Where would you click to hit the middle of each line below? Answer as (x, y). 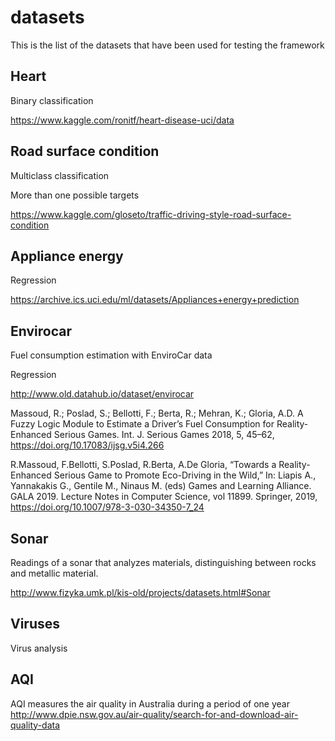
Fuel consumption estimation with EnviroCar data (111, 355)
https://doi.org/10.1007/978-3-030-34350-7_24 (107, 507)
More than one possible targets (75, 195)
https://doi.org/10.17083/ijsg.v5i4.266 (87, 445)
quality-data (35, 725)
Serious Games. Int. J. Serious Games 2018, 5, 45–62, (164, 435)
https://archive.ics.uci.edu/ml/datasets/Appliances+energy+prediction (155, 300)
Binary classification (52, 100)
